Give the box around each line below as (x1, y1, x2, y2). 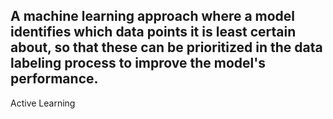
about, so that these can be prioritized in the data (10, 39, 323, 56)
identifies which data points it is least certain (10, 24, 297, 41)
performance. (10, 70, 99, 88)
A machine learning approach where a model (10, 8, 296, 25)
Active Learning (10, 97, 76, 109)
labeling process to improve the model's (10, 55, 267, 72)
